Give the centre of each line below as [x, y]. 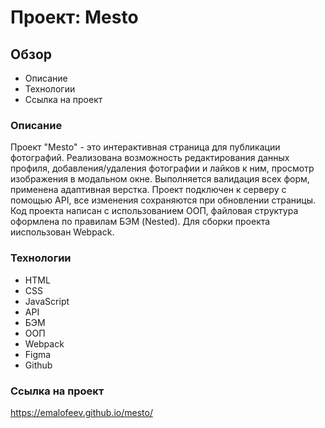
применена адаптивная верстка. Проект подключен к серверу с [148, 190]
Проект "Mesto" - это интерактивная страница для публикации [145, 147]
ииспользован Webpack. [62, 232]
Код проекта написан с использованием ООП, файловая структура [154, 211]
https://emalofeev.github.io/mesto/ [81, 412]
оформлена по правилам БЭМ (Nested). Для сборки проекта [140, 222]
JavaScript [47, 301]
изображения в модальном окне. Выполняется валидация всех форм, [160, 179]
